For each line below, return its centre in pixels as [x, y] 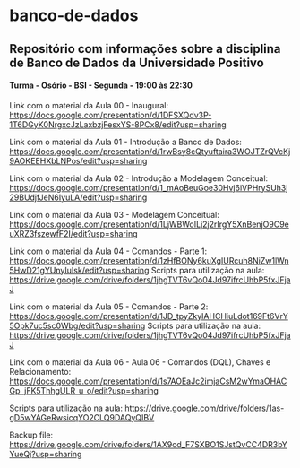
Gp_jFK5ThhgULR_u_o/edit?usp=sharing [84, 390]
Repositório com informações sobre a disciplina [145, 49]
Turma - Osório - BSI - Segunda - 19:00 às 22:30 [101, 85]
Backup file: [31, 435]
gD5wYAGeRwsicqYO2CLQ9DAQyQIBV [82, 417]
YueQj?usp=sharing [46, 454]
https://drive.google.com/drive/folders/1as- [205, 408]
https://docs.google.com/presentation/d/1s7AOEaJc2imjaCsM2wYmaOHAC [148, 381]
